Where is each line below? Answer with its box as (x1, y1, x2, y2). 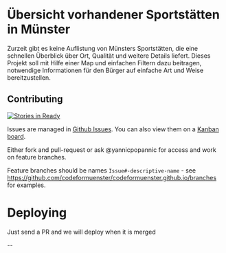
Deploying (7, 205, 67, 220)
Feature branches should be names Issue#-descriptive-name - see (7, 166, 196, 175)
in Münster (7, 21, 71, 37)
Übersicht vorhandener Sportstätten (7, 7, 220, 23)
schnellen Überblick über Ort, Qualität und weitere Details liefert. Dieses (7, 52, 211, 60)
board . (7, 132, 26, 140)
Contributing (7, 93, 63, 105)
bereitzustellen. (7, 73, 52, 82)
